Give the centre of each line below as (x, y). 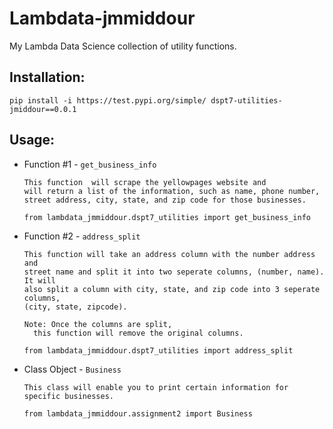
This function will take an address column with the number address (169, 254)
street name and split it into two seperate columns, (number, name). (174, 272)
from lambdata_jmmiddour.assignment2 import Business (138, 413)
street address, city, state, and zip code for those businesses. (165, 200)
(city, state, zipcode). (75, 307)
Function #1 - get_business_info (90, 164)
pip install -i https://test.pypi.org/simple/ (108, 100)
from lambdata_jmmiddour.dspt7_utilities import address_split (158, 350)
